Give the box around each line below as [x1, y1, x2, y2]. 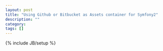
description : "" [5, 17, 40, 22]
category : [5, 21, 26, 27]
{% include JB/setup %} [5, 40, 56, 46]
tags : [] [5, 26, 24, 31]
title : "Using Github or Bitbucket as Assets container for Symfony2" [5, 12, 158, 17]
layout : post [5, 7, 33, 13]
